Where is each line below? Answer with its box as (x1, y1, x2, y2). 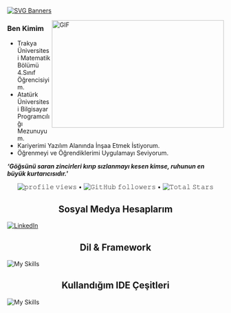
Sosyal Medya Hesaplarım (58, 203, 173, 215)
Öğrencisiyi (16, 76, 49, 84)
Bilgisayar (20, 105, 49, 114)
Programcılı (16, 112, 50, 120)
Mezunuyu (16, 127, 48, 136)
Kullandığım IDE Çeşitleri (61, 279, 170, 292)
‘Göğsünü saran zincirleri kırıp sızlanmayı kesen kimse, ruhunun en (7, 162, 205, 171)
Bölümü (16, 61, 39, 69)
